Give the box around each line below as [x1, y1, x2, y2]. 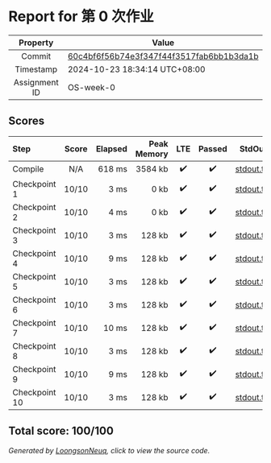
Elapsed [95, 143, 127, 154]
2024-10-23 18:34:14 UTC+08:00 [67, 64, 206, 75]
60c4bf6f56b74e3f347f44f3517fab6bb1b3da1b [67, 50, 259, 61]
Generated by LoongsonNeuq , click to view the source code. [8, 445, 211, 455]
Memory [135, 148, 169, 159]
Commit [21, 50, 52, 61]
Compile [12, 163, 44, 175]
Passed [198, 143, 227, 154]
